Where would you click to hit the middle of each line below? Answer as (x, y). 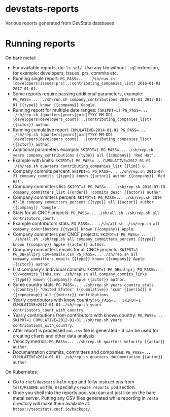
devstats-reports (42, 9)
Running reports (40, 44)
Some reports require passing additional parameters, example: (78, 94)
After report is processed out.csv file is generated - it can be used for (86, 330)
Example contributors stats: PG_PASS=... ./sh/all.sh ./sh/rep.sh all (86, 223)
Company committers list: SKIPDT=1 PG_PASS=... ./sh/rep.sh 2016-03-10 (89, 186)
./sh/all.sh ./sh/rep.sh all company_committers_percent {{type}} (84, 239)
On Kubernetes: (22, 372)
